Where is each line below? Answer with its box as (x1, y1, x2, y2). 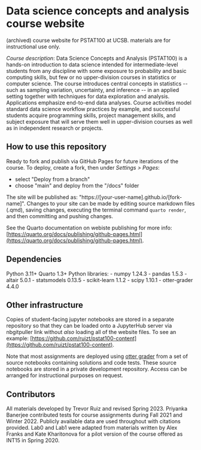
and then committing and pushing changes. (6, 212, 114, 219)
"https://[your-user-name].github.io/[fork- (78, 193, 182, 201)
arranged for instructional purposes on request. (6, 372, 124, 379)
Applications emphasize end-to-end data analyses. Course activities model (6, 99, 191, 106)
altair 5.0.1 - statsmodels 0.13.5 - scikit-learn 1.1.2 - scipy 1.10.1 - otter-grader (6, 276, 193, 283)
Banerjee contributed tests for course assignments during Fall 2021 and (6, 411, 182, 419)
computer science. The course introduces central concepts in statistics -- (6, 79, 188, 87)
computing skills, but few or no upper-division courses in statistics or (6, 74, 176, 81)
